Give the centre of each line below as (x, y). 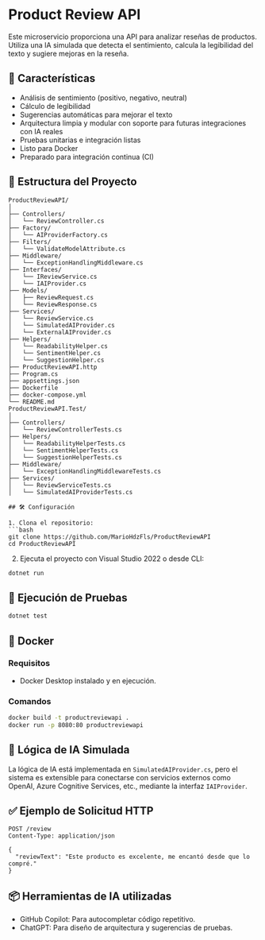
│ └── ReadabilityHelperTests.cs (67, 443)
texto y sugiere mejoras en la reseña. (69, 53)
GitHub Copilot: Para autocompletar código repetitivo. (108, 919)
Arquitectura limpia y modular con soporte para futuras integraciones (133, 123)
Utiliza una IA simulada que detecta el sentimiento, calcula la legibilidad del (131, 44)
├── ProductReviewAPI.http (53, 367)
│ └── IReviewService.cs (53, 277)
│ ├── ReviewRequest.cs (51, 297)
